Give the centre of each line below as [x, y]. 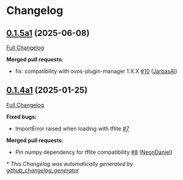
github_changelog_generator [43, 170]
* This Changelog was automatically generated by [70, 164]
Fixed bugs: [22, 117]
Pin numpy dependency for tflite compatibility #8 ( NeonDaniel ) [94, 152]
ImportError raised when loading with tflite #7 [72, 128]
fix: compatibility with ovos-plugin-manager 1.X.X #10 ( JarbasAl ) [96, 71]
